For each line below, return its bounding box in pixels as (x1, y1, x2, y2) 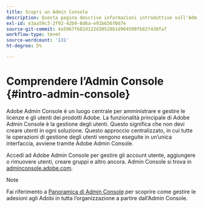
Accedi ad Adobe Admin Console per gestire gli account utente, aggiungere (6, 151, 196, 159)
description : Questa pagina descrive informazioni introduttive (6, 15, 172, 21)
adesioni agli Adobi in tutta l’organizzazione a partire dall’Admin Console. (6, 194, 188, 201)
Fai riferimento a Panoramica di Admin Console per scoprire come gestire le (6, 188, 196, 195)
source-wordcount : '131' (6, 37, 69, 43)
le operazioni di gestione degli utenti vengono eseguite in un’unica (6, 133, 172, 140)
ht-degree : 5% (6, 43, 42, 49)
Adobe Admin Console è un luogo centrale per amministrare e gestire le (6, 107, 186, 114)
